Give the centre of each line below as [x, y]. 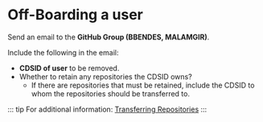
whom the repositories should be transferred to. [111, 93]
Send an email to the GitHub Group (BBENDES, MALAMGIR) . [109, 37]
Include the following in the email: [63, 52]
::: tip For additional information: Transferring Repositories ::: [107, 109]
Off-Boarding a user [76, 15]
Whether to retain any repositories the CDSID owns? [105, 76]
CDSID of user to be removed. [69, 68]
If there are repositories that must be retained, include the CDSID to [143, 85]
